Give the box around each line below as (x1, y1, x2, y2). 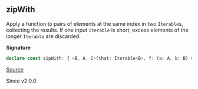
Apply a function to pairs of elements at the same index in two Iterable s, (6, 20, 184, 27)
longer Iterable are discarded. (6, 32, 81, 40)
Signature (6, 44, 31, 51)
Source (6, 66, 24, 73)
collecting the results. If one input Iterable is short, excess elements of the (6, 26, 189, 33)
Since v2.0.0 (6, 77, 37, 84)
